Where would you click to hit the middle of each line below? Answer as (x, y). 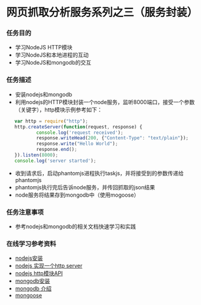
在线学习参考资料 (31, 244)
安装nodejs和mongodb (44, 94)
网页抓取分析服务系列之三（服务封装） (102, 12)
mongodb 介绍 (33, 289)
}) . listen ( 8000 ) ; (36, 155)
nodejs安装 (29, 258)
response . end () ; (57, 150)
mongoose (29, 295)
